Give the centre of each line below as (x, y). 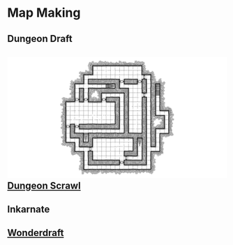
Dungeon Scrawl (44, 185)
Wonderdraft (36, 233)
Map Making (44, 13)
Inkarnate (29, 209)
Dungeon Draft (40, 39)
